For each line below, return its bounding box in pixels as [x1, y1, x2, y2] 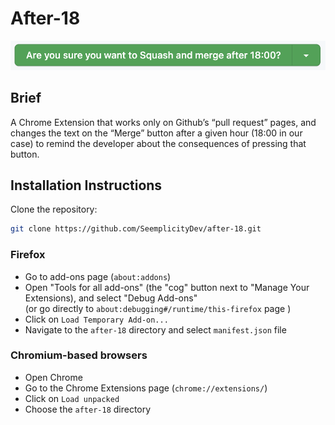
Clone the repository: [10, 203, 98, 216]
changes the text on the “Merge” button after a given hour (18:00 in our [10, 127, 303, 139]
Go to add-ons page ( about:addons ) [24, 270, 172, 282]
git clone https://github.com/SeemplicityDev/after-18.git [10, 224, 262, 234]
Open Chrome [24, 371, 83, 383]
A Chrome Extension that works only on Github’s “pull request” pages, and [10, 116, 317, 128]
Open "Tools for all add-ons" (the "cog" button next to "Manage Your [24, 281, 310, 293]
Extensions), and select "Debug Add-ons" [24, 292, 198, 304]
